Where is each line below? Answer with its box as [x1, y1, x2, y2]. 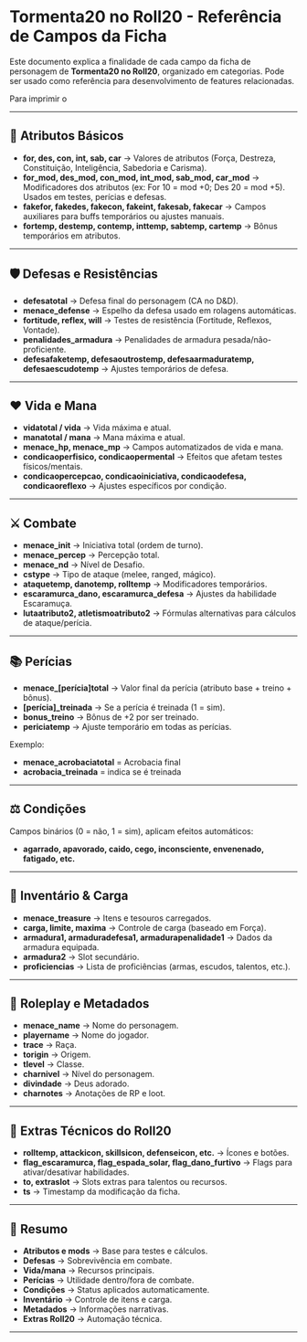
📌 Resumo [9, 1221, 69, 1237]
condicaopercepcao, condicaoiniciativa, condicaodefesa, [22, 470, 247, 481]
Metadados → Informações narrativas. [22, 1304, 169, 1315]
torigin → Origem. [22, 1049, 91, 1061]
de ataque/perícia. [22, 618, 92, 629]
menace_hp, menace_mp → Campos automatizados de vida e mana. [22, 441, 284, 453]
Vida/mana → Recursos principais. [22, 1265, 155, 1276]
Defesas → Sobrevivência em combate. [22, 1255, 173, 1266]
